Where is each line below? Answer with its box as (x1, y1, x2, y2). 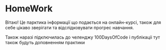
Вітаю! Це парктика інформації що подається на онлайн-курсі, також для (5, 19, 161, 25)
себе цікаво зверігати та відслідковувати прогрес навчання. (5, 24, 134, 30)
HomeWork (5, 3, 53, 14)
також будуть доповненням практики (5, 39, 85, 45)
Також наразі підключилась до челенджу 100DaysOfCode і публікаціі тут (5, 34, 161, 40)
